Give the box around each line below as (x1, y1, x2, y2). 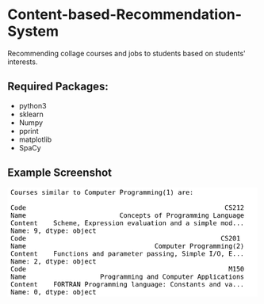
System (7, 22, 59, 40)
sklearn (18, 109, 44, 119)
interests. (7, 57, 38, 66)
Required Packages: (7, 80, 109, 93)
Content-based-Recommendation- (7, 6, 243, 24)
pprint (18, 126, 39, 135)
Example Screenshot (7, 166, 113, 180)
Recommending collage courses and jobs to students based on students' (7, 48, 247, 58)
